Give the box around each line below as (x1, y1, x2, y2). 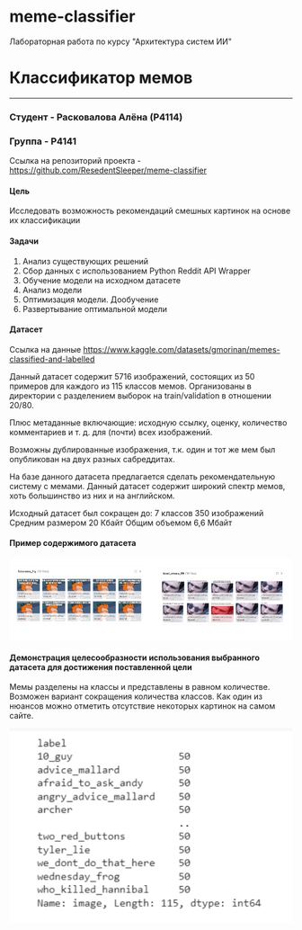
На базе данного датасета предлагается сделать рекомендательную (9, 470, 276, 482)
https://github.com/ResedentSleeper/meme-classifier (9, 165, 208, 176)
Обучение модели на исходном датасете (22, 274, 182, 285)
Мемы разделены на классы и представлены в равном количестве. (9, 682, 271, 693)
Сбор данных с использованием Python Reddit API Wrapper (22, 265, 252, 276)
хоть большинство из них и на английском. (9, 490, 175, 501)
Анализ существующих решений (22, 255, 149, 266)
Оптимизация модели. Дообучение (22, 294, 159, 305)
